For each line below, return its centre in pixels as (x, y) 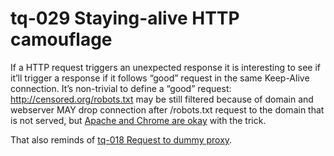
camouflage (61, 39)
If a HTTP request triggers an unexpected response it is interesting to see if (165, 67)
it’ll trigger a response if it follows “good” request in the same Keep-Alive (160, 78)
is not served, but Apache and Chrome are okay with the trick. (138, 120)
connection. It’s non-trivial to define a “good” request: (121, 88)
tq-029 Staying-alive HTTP (125, 18)
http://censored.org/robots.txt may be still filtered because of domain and (162, 99)
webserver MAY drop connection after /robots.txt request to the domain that (167, 109)
